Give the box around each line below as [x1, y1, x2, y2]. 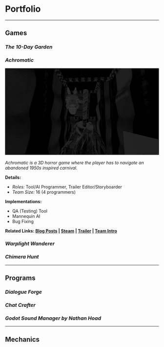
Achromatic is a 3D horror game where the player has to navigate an [5, 160, 144, 166]
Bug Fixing [12, 219, 34, 225]
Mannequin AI [12, 213, 41, 219]
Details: [5, 175, 21, 181]
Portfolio [5, 3, 41, 15]
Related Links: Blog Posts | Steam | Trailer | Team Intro [5, 228, 117, 234]
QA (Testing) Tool [12, 208, 48, 214]
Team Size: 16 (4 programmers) [12, 189, 76, 195]
